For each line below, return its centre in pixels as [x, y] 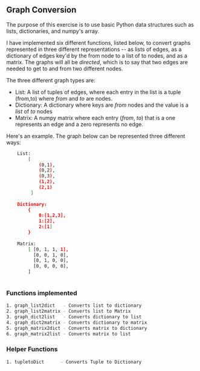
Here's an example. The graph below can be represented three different [96, 136]
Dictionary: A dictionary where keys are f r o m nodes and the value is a [102, 105]
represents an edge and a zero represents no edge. [79, 124]
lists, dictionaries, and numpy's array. [53, 31]
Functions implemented [42, 293]
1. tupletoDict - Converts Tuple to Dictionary [74, 362]
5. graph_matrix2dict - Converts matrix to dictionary [77, 328]
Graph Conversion [41, 10]
